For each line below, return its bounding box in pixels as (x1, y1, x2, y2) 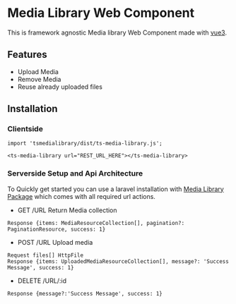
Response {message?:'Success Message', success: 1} (7, 290, 163, 297)
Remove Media (17, 75, 61, 83)
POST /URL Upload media (17, 238, 93, 246)
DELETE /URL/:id (17, 276, 67, 285)
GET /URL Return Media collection (17, 206, 118, 214)
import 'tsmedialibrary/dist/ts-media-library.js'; (7, 140, 163, 147)
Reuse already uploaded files (17, 83, 102, 91)
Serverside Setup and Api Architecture (7, 169, 143, 178)
